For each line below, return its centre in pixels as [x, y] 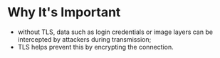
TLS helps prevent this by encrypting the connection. [95, 47]
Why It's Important [64, 12]
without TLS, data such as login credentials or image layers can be [115, 32]
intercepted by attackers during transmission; [84, 39]
